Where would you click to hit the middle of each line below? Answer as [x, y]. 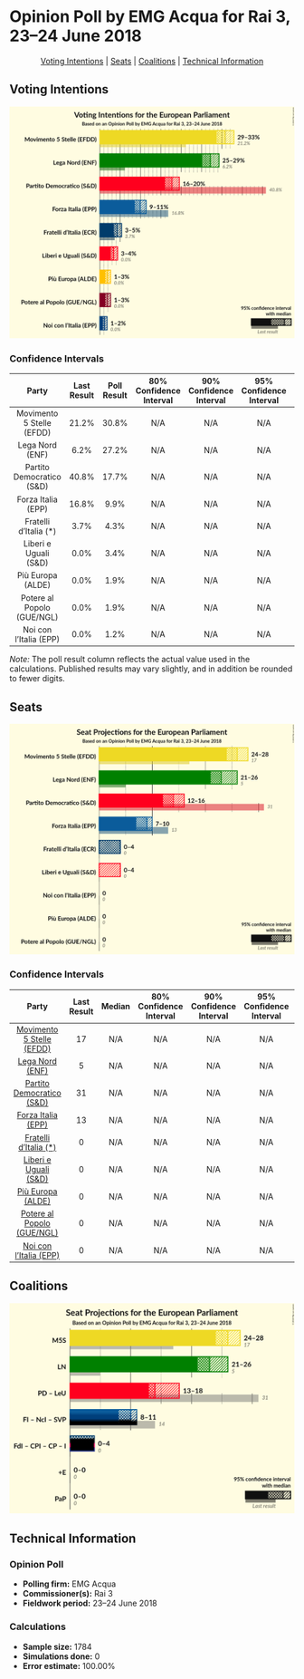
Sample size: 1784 [57, 1646]
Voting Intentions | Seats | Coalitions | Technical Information [152, 61]
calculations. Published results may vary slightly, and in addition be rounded [151, 669]
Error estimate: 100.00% [69, 1665]
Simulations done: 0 [61, 1656]
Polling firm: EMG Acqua [69, 1584]
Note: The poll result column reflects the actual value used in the [130, 660]
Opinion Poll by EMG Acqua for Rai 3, [150, 17]
